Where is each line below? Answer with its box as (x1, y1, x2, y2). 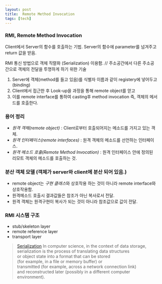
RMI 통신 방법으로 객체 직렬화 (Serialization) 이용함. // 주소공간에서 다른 (5, 60, 142, 66)
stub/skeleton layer (12, 223, 51, 229)
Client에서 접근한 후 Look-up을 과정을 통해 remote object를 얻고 (12, 88, 136, 94)
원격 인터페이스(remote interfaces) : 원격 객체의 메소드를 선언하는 (12, 137, 138, 143)
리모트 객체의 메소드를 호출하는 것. (12, 155, 77, 161)
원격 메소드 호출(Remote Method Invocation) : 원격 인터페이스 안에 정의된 (12, 149, 153, 155)
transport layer (12, 234, 42, 239)
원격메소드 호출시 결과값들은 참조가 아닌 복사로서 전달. (12, 192, 115, 199)
